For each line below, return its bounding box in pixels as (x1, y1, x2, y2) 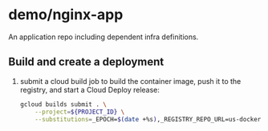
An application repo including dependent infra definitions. (8, 32, 199, 42)
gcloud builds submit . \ (19, 100, 107, 109)
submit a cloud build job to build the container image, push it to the (19, 76, 242, 85)
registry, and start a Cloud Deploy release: (19, 85, 160, 94)
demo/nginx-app (8, 6, 124, 24)
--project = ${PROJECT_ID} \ (35, 108, 125, 116)
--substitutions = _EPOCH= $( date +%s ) (35, 115, 157, 123)
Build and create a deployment (8, 55, 164, 69)
